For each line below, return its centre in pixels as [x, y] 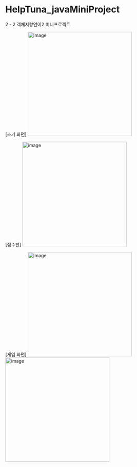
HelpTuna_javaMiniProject [63, 10]
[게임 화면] [16, 354]
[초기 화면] [16, 134]
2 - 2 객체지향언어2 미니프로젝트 [38, 24]
